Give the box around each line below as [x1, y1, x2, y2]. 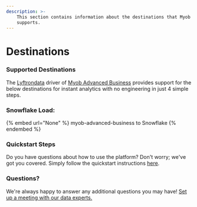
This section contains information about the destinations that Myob [16, 14, 191, 20]
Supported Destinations [6, 66, 76, 74]
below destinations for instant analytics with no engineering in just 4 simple [6, 85, 189, 92]
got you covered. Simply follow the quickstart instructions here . [6, 160, 160, 167]
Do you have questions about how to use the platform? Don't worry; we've [6, 154, 186, 161]
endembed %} [6, 125, 41, 133]
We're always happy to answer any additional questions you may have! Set [6, 188, 187, 195]
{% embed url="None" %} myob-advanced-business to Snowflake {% [6, 120, 176, 127]
